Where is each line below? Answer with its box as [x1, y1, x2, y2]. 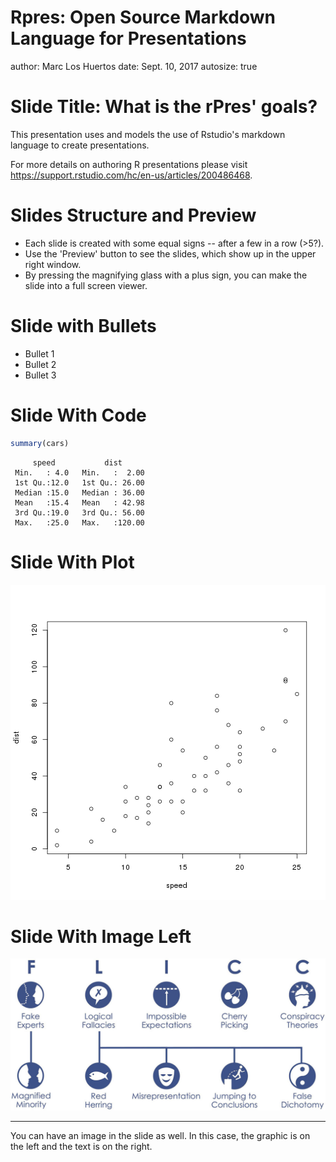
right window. [24, 258, 82, 270]
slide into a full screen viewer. [24, 279, 148, 291]
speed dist [32, 457, 123, 468]
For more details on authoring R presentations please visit [10, 158, 248, 170]
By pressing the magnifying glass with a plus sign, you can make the [24, 269, 308, 281]
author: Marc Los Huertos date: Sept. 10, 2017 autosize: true [10, 60, 258, 72]
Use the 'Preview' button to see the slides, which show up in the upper [24, 247, 317, 260]
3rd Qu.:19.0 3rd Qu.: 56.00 [14, 507, 145, 518]
